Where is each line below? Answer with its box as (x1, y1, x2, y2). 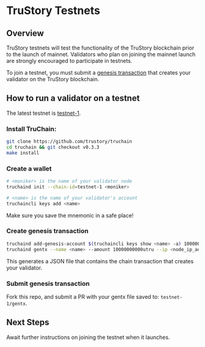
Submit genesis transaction (6, 279, 90, 288)
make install (6, 150, 40, 156)
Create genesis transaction (6, 227, 88, 235)
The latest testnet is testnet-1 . (6, 109, 81, 117)
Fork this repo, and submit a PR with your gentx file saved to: (6, 293, 160, 300)
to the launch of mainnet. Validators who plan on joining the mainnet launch (6, 51, 196, 58)
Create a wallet (6, 164, 52, 173)
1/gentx (6, 301, 26, 307)
